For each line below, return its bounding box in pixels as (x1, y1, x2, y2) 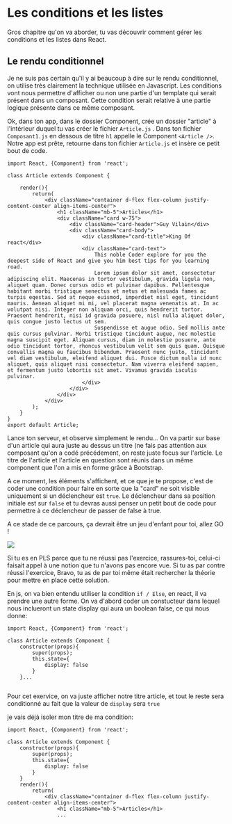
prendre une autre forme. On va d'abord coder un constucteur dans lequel (7, 597, 220, 605)
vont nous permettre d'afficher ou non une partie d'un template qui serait (7, 88, 217, 97)
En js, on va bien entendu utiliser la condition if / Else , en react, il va (7, 589, 207, 597)
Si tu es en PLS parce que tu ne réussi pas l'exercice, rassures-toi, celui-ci (7, 554, 220, 562)
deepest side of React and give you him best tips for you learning (7, 257, 210, 264)
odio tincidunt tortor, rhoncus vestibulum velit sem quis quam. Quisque (7, 342, 226, 349)
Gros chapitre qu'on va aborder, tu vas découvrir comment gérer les (7, 28, 203, 36)
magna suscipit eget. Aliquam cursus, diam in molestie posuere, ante (7, 336, 216, 344)
